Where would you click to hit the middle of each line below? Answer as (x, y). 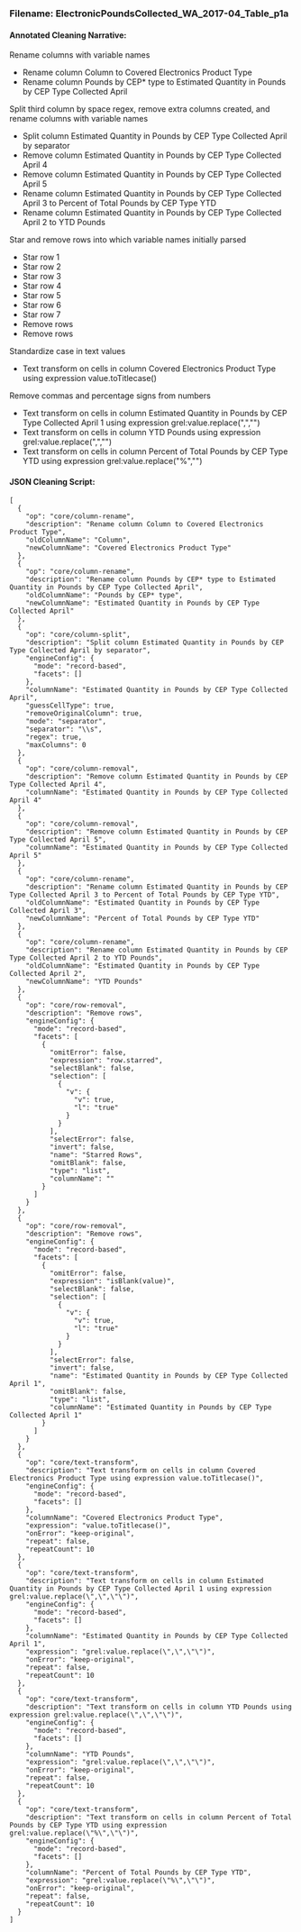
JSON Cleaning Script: (52, 481)
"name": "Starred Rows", (96, 1155)
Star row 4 (42, 286)
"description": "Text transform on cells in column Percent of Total (159, 1818)
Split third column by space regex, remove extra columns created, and (140, 109)
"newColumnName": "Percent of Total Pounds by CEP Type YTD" (142, 919)
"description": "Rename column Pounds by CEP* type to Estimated (151, 579)
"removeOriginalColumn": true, (84, 714)
